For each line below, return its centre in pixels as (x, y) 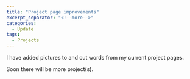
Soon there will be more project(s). (50, 69)
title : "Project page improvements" (53, 12)
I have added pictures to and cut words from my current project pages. (95, 57)
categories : (21, 23)
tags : (13, 35)
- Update (23, 29)
